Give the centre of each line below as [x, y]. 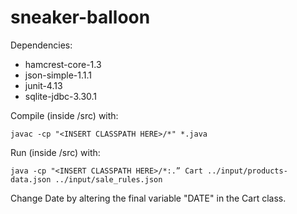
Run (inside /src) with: [55, 152]
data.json [31, 179]
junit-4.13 [43, 85]
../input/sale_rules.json [108, 179]
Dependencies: [41, 45]
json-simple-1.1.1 [58, 75]
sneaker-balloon [80, 17]
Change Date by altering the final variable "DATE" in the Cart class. [148, 198]
